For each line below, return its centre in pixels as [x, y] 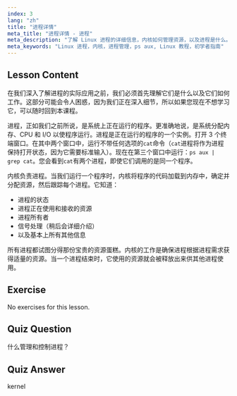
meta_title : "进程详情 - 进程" [50, 33]
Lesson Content [43, 75]
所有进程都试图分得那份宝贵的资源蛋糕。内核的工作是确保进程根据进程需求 [115, 249]
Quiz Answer [36, 370]
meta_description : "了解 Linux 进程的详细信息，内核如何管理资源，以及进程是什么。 [119, 40]
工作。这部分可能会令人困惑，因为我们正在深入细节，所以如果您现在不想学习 [119, 101]
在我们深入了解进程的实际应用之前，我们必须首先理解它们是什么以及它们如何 [119, 93]
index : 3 [20, 14]
